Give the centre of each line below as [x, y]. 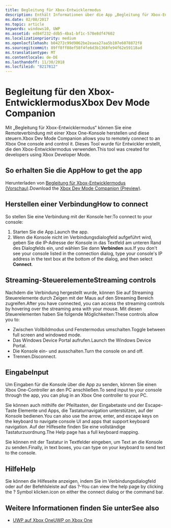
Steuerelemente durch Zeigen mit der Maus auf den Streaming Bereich [79, 298]
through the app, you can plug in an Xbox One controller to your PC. [77, 395]
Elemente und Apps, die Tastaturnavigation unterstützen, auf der [85, 410]
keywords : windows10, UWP [33, 29]
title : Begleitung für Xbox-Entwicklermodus [53, 10]
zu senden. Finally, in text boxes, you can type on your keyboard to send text [85, 448]
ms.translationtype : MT [31, 52]
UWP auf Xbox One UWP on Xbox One [52, 520]
